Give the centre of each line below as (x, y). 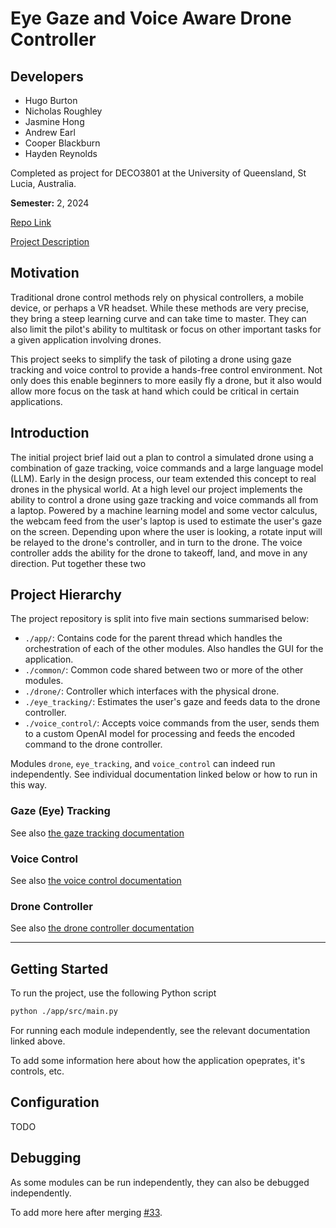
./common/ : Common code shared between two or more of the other (164, 670)
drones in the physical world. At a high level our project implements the (156, 489)
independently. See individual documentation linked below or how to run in (164, 774)
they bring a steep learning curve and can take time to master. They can (158, 318)
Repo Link (31, 222)
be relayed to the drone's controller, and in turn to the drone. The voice (156, 542)
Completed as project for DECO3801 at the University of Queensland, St (158, 173)
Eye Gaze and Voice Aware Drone (151, 18)
